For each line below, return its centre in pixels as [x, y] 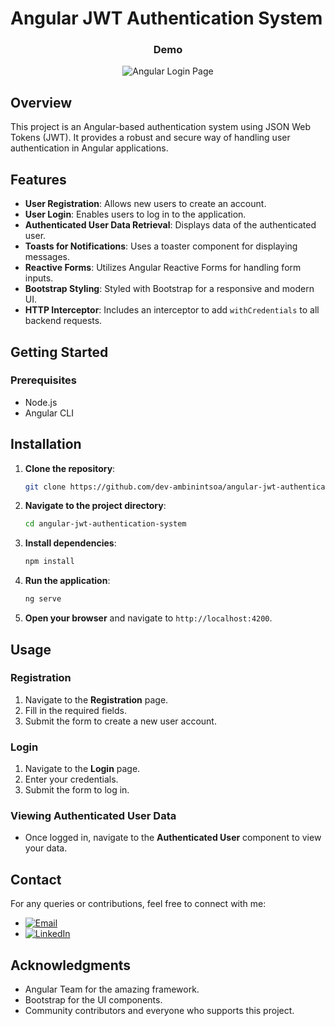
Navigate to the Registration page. [96, 699]
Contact [36, 879]
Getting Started [59, 352]
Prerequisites [43, 380]
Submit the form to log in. [77, 790]
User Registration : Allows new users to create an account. [145, 204]
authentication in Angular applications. [89, 148]
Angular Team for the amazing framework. [112, 989]
